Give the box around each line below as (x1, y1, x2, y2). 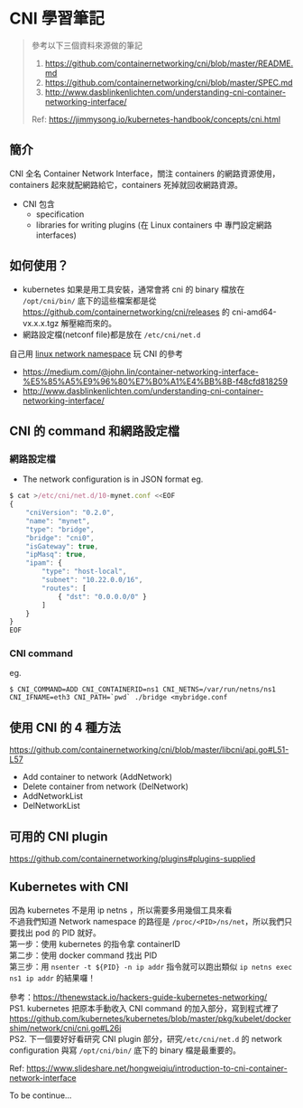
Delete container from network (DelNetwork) (22, 781, 189, 792)
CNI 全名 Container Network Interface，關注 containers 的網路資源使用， (9, 168, 280, 179)
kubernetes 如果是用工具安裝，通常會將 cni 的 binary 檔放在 (22, 284, 245, 295)
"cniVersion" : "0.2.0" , (25, 508, 115, 517)
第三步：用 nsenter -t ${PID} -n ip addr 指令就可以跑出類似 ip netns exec (9, 961, 293, 972)
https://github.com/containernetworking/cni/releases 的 (22, 306, 230, 317)
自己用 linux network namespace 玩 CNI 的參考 (9, 348, 183, 359)
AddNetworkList (22, 791, 84, 802)
